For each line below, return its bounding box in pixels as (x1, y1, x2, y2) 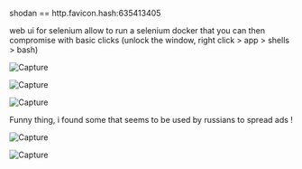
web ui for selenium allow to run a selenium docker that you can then (9, 25, 266, 35)
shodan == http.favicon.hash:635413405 (9, 8, 161, 18)
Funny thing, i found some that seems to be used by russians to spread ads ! (9, 115, 293, 125)
